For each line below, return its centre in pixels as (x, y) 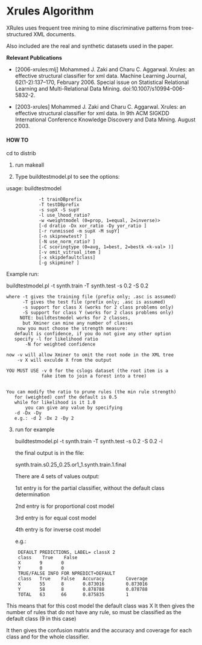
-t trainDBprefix (60, 200)
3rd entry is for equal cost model (55, 518)
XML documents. (55, 34)
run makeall (29, 165)
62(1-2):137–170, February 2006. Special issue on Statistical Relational (102, 82)
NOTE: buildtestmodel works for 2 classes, (75, 318)
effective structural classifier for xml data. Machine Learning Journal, (101, 75)
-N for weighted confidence (60, 345)
